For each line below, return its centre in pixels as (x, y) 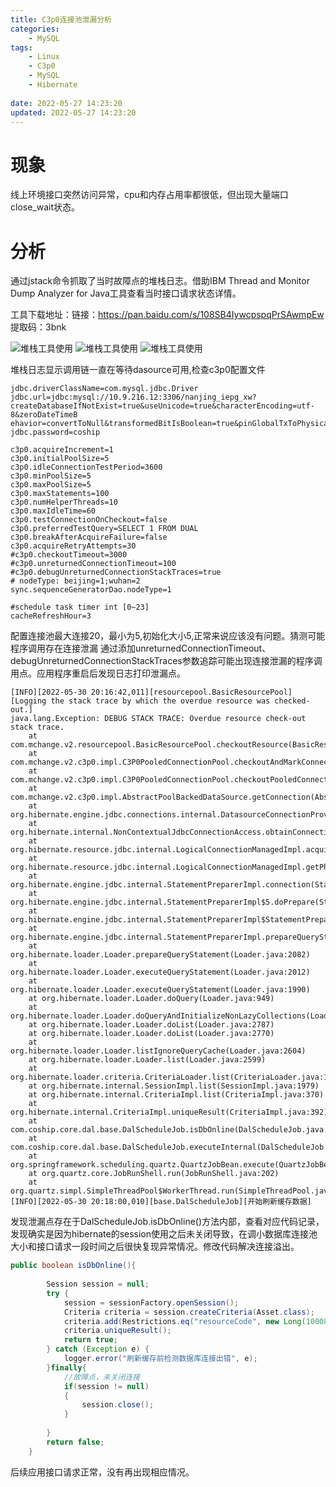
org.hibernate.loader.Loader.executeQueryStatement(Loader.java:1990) (160, 990)
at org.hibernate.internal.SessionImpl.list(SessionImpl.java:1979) (174, 1086)
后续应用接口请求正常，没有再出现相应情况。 (102, 1472)
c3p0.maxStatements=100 (60, 494)
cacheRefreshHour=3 (51, 616)
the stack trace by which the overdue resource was (160, 701)
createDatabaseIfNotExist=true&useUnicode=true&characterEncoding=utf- (162, 406)
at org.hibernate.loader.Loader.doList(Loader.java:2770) (151, 1034)
